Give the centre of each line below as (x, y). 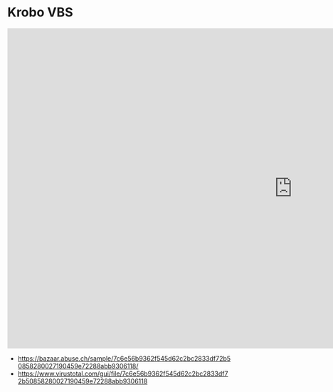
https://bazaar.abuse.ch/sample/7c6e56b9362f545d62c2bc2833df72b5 (124, 358)
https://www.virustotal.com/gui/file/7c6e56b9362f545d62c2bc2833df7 (123, 374)
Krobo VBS (40, 12)
